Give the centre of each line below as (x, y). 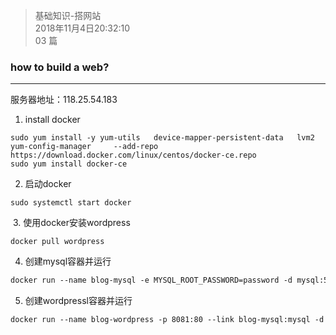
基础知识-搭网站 (68, 15)
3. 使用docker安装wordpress (71, 223)
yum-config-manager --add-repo (84, 147)
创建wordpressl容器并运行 (78, 301)
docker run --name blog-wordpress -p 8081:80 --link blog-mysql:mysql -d (167, 320)
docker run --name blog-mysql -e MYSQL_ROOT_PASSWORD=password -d (151, 280)
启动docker (48, 184)
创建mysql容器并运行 (68, 261)
